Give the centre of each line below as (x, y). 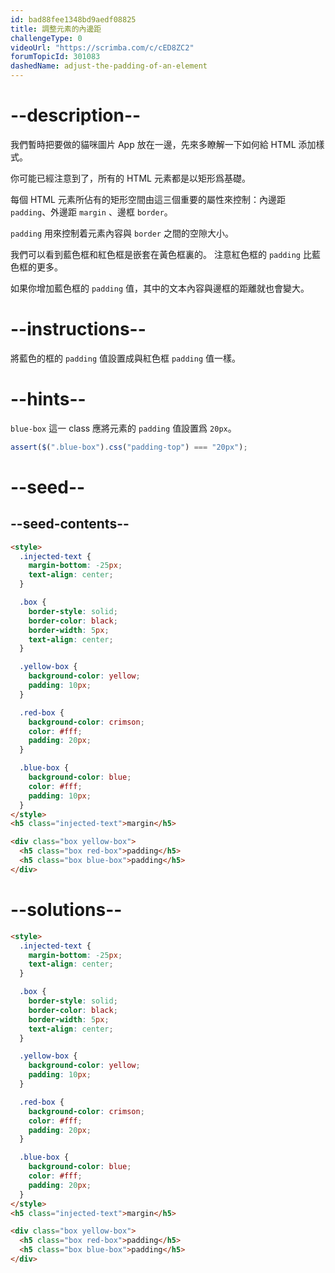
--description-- (76, 115)
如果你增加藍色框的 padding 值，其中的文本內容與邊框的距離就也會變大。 (160, 288)
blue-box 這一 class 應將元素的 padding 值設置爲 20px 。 (123, 428)
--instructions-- (78, 329)
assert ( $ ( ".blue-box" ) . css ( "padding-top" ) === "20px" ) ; (129, 447)
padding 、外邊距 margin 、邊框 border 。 (91, 212)
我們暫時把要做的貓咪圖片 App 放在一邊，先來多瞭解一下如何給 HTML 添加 (163, 144)
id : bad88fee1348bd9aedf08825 (73, 19)
